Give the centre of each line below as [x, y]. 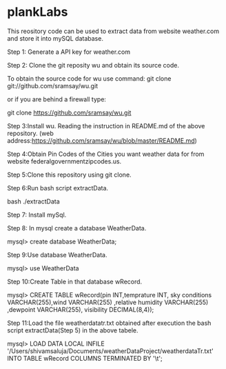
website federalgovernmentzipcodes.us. [64, 161]
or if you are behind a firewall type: [57, 99]
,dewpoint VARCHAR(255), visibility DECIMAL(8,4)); [81, 309]
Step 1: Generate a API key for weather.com [69, 52]
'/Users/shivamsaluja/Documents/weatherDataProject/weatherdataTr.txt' [110, 351]
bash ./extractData [33, 201]
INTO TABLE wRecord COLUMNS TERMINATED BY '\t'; [85, 358]
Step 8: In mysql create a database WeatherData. [77, 228]
